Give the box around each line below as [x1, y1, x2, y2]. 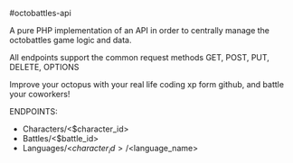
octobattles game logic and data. [9, 35, 132, 45]
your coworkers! [9, 89, 71, 99]
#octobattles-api [9, 8, 72, 18]
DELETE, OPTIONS [9, 62, 80, 72]
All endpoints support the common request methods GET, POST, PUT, [9, 52, 269, 62]
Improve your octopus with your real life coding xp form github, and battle [9, 79, 285, 89]
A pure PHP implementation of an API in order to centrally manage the [9, 25, 269, 35]
